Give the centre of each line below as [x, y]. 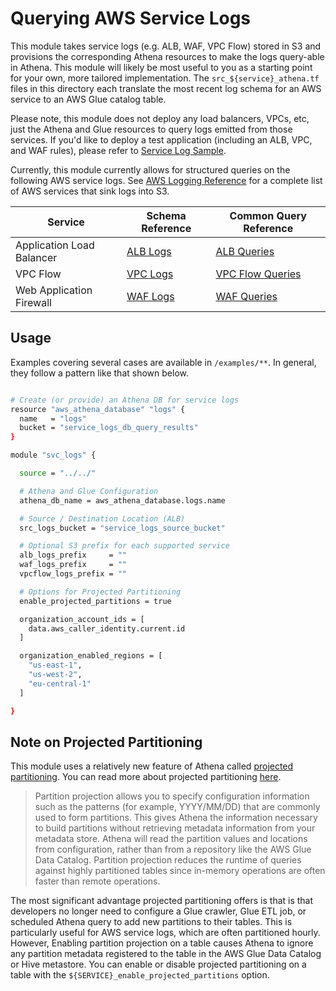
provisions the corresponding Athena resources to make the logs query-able [167, 56]
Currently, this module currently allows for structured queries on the [150, 169]
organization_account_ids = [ [82, 619]
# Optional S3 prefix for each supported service [124, 546]
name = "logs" [53, 418]
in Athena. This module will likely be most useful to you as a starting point [161, 67]
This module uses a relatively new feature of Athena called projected [152, 766]
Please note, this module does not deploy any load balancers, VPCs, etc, [160, 118]
